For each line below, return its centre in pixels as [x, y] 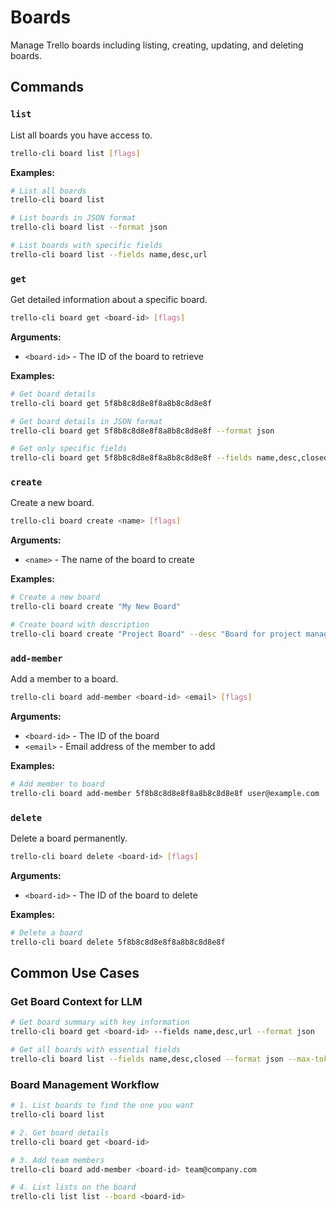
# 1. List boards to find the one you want [102, 1106]
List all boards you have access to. [81, 135]
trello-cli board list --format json [89, 227]
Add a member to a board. [64, 679]
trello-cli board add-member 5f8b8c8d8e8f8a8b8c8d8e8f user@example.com [165, 793]
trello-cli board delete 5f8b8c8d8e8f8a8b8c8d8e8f [118, 942]
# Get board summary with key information [100, 1022]
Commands [47, 87]
